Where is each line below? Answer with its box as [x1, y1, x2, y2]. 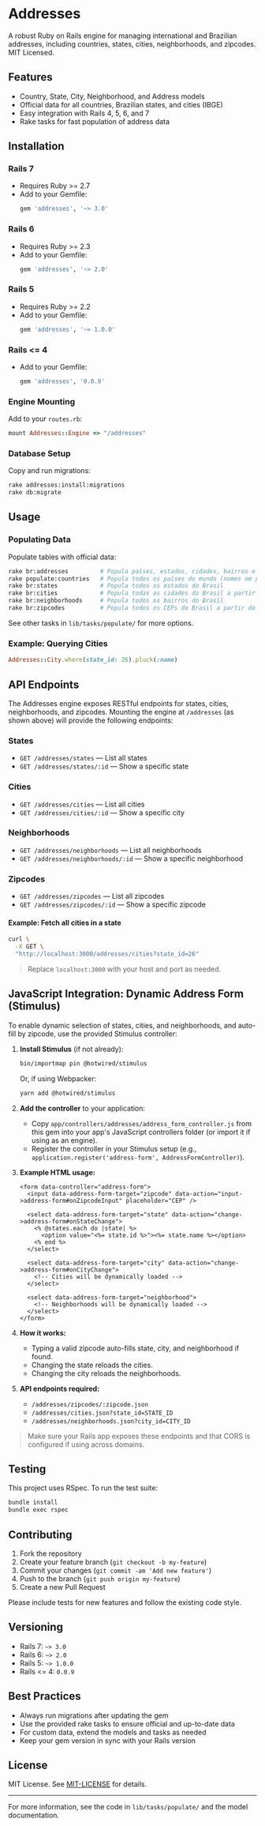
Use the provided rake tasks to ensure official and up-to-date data [19, 1719, 235, 1728]
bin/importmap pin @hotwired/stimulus [19, 1059, 147, 1067]
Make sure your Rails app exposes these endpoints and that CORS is [27, 1431, 251, 1441]
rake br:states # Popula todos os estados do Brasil [8, 582, 224, 590]
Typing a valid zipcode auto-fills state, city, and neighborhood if [31, 1343, 239, 1353]
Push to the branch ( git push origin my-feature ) [19, 1573, 181, 1584]
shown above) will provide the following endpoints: [8, 716, 174, 725]
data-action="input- [174, 1189, 243, 1197]
